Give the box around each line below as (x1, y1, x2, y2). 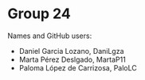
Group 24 (7, 5, 71, 23)
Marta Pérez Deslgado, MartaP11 (18, 55, 127, 64)
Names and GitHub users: (7, 31, 92, 40)
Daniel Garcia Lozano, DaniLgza (18, 46, 124, 55)
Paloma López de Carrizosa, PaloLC (18, 63, 137, 72)
